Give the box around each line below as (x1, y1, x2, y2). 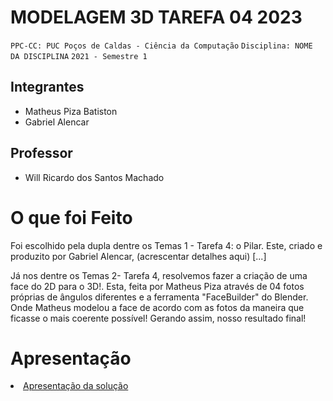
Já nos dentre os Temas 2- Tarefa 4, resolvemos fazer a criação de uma (10, 269, 308, 281)
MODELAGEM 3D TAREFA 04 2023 (10, 6, 303, 29)
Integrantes (10, 79, 85, 96)
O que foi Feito (10, 206, 133, 229)
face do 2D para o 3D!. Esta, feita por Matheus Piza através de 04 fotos (10, 280, 305, 292)
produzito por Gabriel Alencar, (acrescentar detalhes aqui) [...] (10, 250, 267, 262)
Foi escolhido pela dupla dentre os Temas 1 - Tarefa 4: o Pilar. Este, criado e (10, 239, 323, 251)
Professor (10, 145, 73, 162)
